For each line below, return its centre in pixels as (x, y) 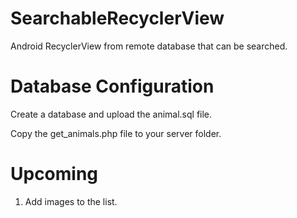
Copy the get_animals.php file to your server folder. (116, 133)
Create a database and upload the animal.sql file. (111, 114)
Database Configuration (112, 86)
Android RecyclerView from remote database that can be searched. (149, 46)
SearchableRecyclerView (117, 18)
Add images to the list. (71, 201)
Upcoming (54, 174)
